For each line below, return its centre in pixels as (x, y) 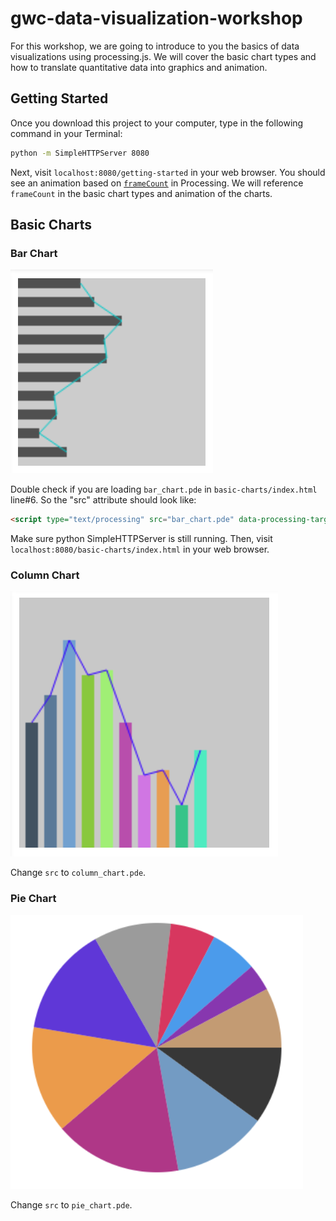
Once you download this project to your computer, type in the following (157, 123)
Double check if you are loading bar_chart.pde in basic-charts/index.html (164, 489)
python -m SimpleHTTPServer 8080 (80, 153)
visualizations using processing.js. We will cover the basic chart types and (163, 56)
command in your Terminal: (66, 133)
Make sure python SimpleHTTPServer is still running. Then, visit (141, 539)
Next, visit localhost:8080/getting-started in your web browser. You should (168, 172)
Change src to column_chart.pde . (78, 873)
